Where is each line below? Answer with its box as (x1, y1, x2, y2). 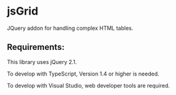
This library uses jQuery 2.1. (7, 58, 77, 65)
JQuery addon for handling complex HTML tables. (7, 24, 134, 32)
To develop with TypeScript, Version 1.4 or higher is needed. (7, 70, 159, 77)
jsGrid (7, 4, 39, 18)
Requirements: (7, 42, 65, 52)
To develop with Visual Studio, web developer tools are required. (7, 82, 170, 89)
